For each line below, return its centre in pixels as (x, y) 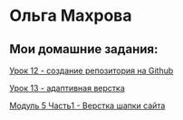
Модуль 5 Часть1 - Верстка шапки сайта (87, 106)
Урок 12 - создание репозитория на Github (91, 70)
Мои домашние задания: (84, 49)
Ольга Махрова (71, 16)
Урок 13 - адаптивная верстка (67, 88)
